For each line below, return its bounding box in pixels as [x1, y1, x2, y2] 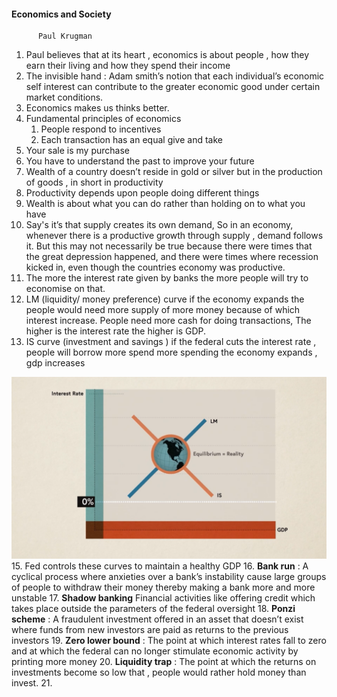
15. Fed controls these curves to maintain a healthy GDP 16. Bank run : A [11, 560, 309, 572]
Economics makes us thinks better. [25, 102, 170, 114]
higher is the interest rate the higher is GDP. [25, 325, 207, 337]
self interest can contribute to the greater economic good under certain [25, 81, 321, 93]
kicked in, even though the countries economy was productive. [25, 261, 286, 274]
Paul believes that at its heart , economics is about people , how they [25, 49, 310, 61]
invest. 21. [11, 676, 53, 689]
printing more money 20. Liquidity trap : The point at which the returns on [11, 655, 317, 667]
